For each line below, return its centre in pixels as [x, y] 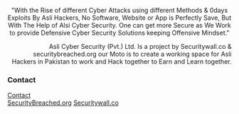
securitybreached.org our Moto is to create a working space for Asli [132, 54]
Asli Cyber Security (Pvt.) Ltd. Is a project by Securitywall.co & [140, 46]
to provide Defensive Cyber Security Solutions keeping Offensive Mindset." [119, 33]
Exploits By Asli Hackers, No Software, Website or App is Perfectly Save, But [119, 18]
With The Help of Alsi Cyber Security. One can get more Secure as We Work [119, 25]
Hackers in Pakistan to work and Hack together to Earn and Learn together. [122, 62]
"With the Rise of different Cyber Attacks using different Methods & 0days [119, 10]
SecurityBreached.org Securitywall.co [63, 103]
